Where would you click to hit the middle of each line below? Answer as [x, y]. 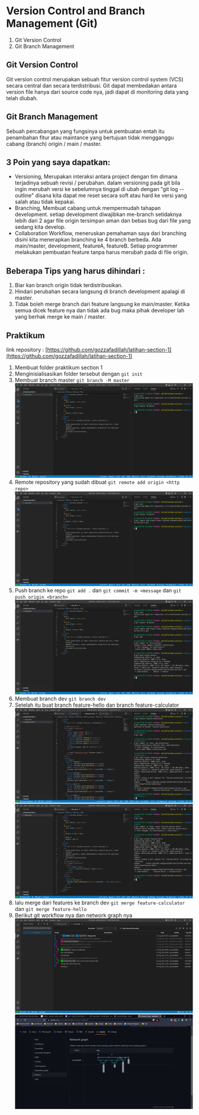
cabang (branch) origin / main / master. [54, 144]
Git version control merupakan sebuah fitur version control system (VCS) [95, 79]
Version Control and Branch [76, 11]
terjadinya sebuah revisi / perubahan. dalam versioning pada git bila [97, 183]
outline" [24, 196]
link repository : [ [27, 350]
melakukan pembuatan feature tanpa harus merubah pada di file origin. [101, 252]
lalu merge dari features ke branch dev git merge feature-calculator [100, 903]
